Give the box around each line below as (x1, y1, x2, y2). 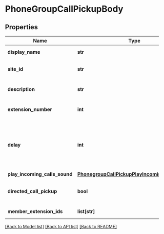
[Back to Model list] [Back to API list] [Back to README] (5, 224, 117, 229)
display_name (7, 49, 41, 55)
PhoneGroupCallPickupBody (5, 3, 123, 15)
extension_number (7, 106, 52, 113)
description (7, 86, 35, 92)
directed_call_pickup (7, 188, 57, 194)
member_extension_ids (7, 208, 63, 214)
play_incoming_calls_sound (7, 171, 73, 177)
